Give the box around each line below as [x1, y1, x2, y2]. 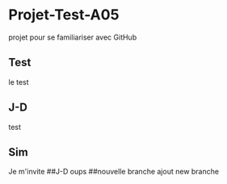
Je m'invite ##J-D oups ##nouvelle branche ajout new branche [8, 167, 220, 177]
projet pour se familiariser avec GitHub [8, 32, 137, 42]
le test [8, 77, 30, 86]
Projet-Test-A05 [8, 6, 120, 24]
